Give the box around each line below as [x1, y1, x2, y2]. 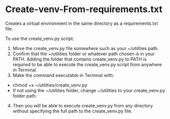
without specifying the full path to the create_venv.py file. [12, 108, 133, 114]
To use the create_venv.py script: [5, 35, 75, 42]
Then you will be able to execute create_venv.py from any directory [12, 102, 153, 108]
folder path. [12, 93, 37, 99]
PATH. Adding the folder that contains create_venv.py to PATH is [12, 56, 147, 62]
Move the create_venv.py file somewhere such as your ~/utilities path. [12, 45, 159, 51]
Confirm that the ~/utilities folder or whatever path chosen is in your [12, 51, 155, 57]
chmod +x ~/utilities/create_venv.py [12, 82, 88, 88]
